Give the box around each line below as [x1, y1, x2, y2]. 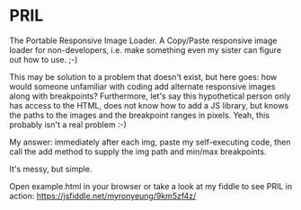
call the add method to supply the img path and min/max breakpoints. [9, 145, 267, 157]
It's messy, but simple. [9, 163, 93, 174]
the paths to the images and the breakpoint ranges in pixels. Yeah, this [9, 109, 270, 120]
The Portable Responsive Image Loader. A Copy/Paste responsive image [9, 35, 278, 46]
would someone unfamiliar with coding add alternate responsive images [9, 81, 276, 92]
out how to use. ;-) [9, 54, 78, 65]
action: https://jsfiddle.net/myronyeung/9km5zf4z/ [9, 190, 197, 201]
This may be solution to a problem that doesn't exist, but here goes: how [9, 71, 278, 82]
